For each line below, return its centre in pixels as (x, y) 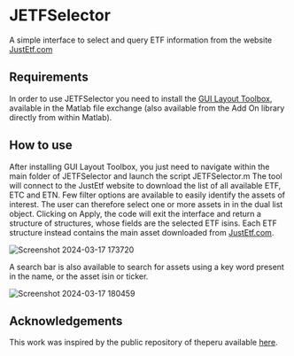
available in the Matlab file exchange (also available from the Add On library (147, 108)
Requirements (49, 77)
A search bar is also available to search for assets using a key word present (147, 267)
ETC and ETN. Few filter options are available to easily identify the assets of (147, 195)
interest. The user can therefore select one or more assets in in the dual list (146, 204)
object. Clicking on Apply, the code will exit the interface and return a (135, 213)
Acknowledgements (66, 321)
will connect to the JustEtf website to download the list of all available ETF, (145, 185)
